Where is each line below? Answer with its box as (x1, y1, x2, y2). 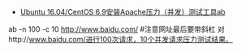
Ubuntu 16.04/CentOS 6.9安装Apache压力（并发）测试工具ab (19, 7, 226, 16)
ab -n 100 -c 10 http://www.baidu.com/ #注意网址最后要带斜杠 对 (8, 24, 225, 34)
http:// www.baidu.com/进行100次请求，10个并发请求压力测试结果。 (8, 35, 233, 44)
